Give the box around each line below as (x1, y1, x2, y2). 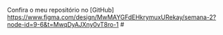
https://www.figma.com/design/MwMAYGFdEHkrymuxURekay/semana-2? (7, 13, 216, 21)
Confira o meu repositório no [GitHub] (7, 6, 115, 14)
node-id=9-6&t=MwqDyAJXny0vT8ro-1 (7, 21, 119, 28)
